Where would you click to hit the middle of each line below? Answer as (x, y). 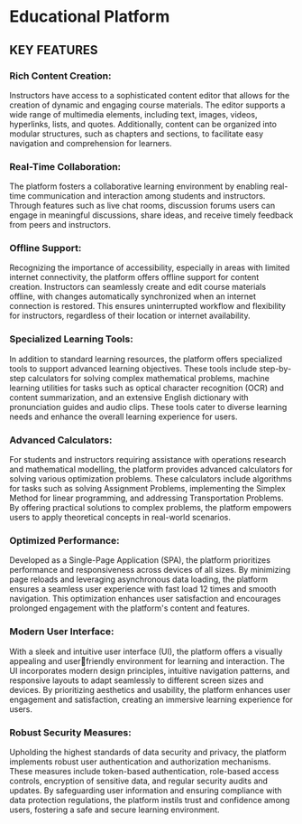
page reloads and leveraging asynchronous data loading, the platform (139, 579)
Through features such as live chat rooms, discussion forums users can (142, 206)
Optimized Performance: (64, 540)
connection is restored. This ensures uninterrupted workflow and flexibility (148, 306)
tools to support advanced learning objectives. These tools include (133, 369)
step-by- (275, 369)
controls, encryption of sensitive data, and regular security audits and (139, 781)
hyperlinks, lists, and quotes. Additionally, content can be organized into (143, 124)
